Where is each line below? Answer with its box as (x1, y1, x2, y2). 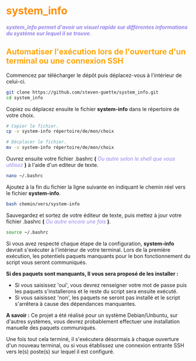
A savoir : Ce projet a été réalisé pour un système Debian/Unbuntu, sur (6, 312, 178, 319)
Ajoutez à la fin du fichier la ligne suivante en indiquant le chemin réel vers (6, 183, 186, 190)
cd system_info (6, 95, 43, 101)
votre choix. (6, 112, 35, 119)
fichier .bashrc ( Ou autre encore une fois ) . (6, 218, 111, 225)
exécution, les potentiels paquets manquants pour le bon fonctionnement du (6, 252, 191, 259)
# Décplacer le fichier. (6, 139, 67, 145)
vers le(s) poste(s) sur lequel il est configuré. (6, 348, 114, 355)
